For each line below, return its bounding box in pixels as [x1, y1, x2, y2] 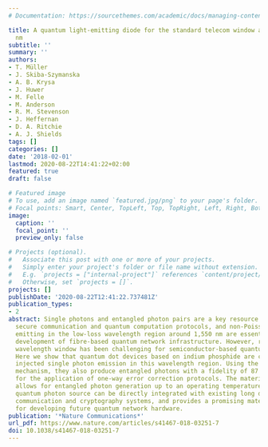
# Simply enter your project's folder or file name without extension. [8, 263, 259, 271]
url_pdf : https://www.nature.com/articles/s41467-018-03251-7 [8, 419, 219, 428]
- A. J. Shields [8, 130, 62, 138]
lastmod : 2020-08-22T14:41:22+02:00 [8, 160, 130, 168]
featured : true [8, 167, 59, 176]
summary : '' [8, 49, 48, 57]
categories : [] [8, 145, 59, 153]
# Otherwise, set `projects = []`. [8, 277, 134, 286]
